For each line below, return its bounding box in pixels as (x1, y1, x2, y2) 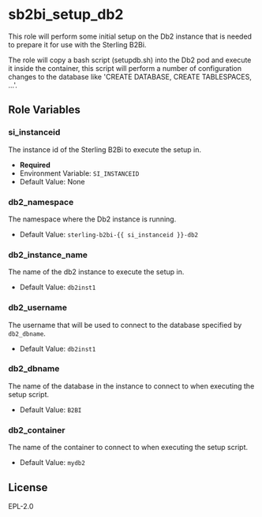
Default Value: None (19, 177, 85, 186)
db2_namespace (8, 196, 74, 207)
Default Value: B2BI (19, 404, 82, 415)
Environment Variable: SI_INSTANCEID (19, 168, 140, 178)
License (8, 481, 48, 494)
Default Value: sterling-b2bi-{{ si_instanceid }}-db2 (19, 229, 199, 239)
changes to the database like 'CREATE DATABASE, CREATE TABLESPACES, (8, 72, 253, 81)
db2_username (8, 302, 67, 313)
